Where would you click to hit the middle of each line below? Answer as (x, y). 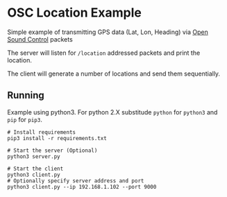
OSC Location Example (75, 13)
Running (26, 95)
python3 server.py (34, 156)
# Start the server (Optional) (52, 151)
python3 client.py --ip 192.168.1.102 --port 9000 (82, 187)
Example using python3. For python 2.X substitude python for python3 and (112, 112)
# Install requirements (42, 132)
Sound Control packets (40, 39)
